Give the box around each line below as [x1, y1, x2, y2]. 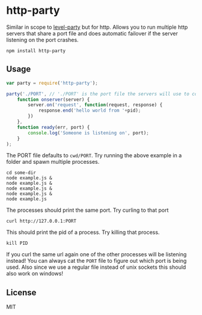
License [6, 287, 37, 298]
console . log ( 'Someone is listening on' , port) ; [28, 130, 149, 136]
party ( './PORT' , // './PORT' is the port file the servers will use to [6, 91, 189, 97]
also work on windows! [6, 270, 63, 277]
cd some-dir [6, 170, 36, 176]
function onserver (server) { [17, 97, 90, 103]
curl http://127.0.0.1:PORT [6, 218, 77, 224]
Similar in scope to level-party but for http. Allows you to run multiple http [6, 23, 188, 31]
